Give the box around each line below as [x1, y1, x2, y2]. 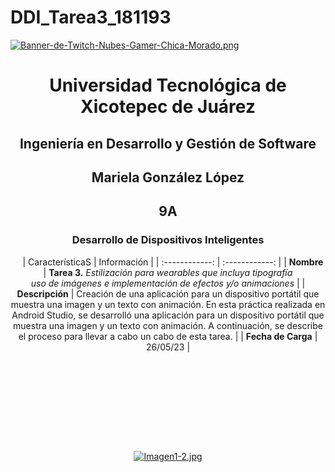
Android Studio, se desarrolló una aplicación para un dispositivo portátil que [11, 309, 325, 321]
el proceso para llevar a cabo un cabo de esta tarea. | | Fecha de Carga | [18, 330, 318, 342]
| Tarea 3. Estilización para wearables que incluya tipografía [43, 266, 293, 278]
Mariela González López [91, 169, 245, 186]
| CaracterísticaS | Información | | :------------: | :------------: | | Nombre [22, 256, 324, 268]
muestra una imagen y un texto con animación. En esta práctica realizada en [10, 298, 326, 310]
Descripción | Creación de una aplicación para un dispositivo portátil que [16, 287, 320, 300]
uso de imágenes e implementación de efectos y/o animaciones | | [30, 277, 306, 289]
